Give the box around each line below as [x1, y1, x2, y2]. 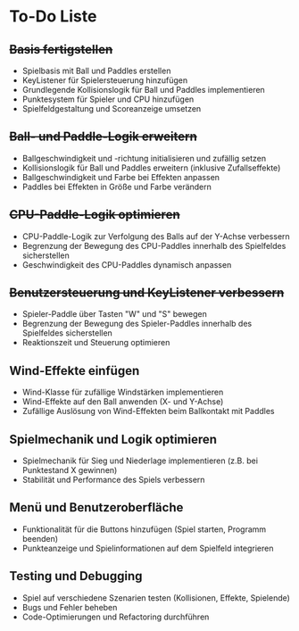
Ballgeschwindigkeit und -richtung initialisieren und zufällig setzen [21, 153, 267, 163]
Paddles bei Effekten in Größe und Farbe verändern [21, 181, 212, 192]
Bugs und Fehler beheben [21, 602, 118, 612]
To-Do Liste [9, 6, 97, 27]
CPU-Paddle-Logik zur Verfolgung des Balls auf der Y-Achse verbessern [21, 230, 290, 242]
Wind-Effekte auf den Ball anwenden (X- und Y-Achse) [21, 396, 224, 407]
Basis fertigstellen [9, 42, 113, 57]
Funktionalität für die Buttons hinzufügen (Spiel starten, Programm [21, 524, 267, 535]
